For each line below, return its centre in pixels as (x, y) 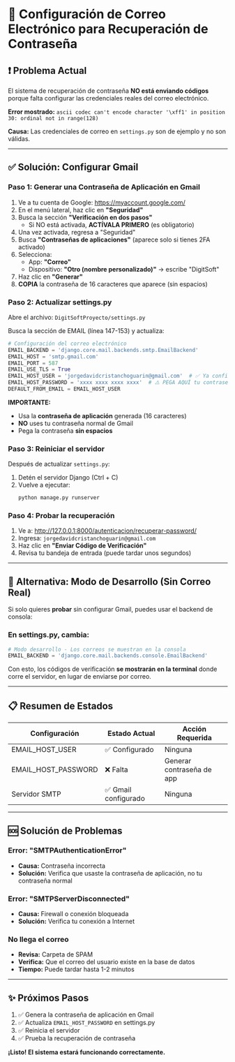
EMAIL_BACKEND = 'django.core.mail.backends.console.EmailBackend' (108, 656)
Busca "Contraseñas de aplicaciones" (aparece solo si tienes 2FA (114, 239)
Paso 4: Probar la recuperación (61, 516)
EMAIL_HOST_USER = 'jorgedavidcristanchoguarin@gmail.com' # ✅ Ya (109, 376)
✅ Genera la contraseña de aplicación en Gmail (86, 1015)
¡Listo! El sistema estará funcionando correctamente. (87, 1052)
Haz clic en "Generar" (50, 276)
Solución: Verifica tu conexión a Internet (76, 922)
